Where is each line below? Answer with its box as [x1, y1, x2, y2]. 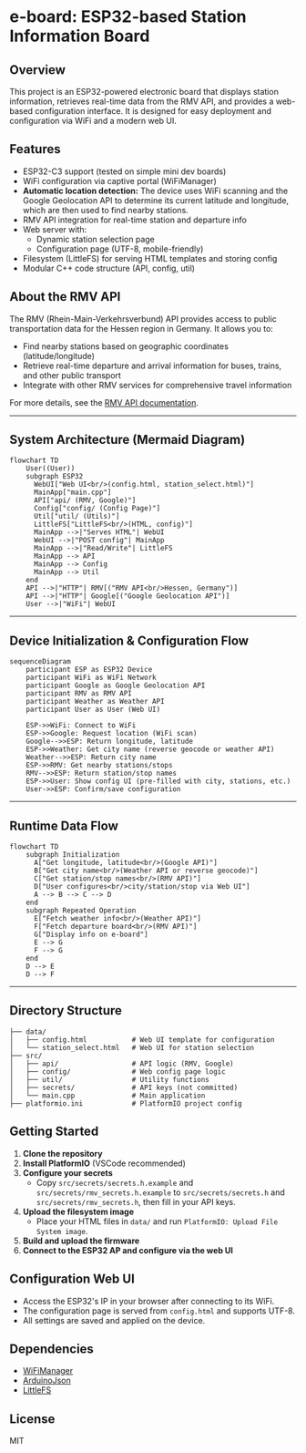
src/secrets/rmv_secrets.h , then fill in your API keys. [36, 1196, 236, 1207]
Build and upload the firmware [22, 1235, 140, 1246]
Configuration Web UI [9, 1272, 135, 1287]
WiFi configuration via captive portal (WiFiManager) [22, 175, 217, 186]
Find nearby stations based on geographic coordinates [22, 340, 229, 352]
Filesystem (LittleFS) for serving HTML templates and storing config [22, 252, 278, 263]
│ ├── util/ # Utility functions [9, 1075, 209, 1084]
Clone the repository [22, 1148, 103, 1159]
